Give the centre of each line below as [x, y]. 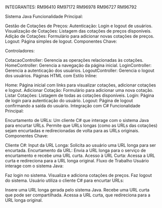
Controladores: [20, 51]
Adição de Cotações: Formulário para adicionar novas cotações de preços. [80, 36]
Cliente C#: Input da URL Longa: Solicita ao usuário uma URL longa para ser [81, 145]
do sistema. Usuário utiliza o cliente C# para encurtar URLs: [65, 180]
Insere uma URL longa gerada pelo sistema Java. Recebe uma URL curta [77, 190]
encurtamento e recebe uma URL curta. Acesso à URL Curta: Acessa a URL [80, 156]
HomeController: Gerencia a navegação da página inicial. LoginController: [78, 65]
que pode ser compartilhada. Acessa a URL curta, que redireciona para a [78, 195]
